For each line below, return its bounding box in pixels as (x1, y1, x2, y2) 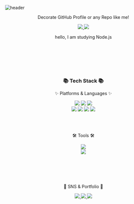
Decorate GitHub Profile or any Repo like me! (37, 14, 130, 20)
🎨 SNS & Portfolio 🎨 (64, 184, 103, 190)
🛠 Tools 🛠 (72, 133, 95, 139)
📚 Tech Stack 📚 (63, 77, 104, 84)
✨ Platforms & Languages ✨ (55, 91, 112, 97)
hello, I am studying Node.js (55, 34, 112, 40)
